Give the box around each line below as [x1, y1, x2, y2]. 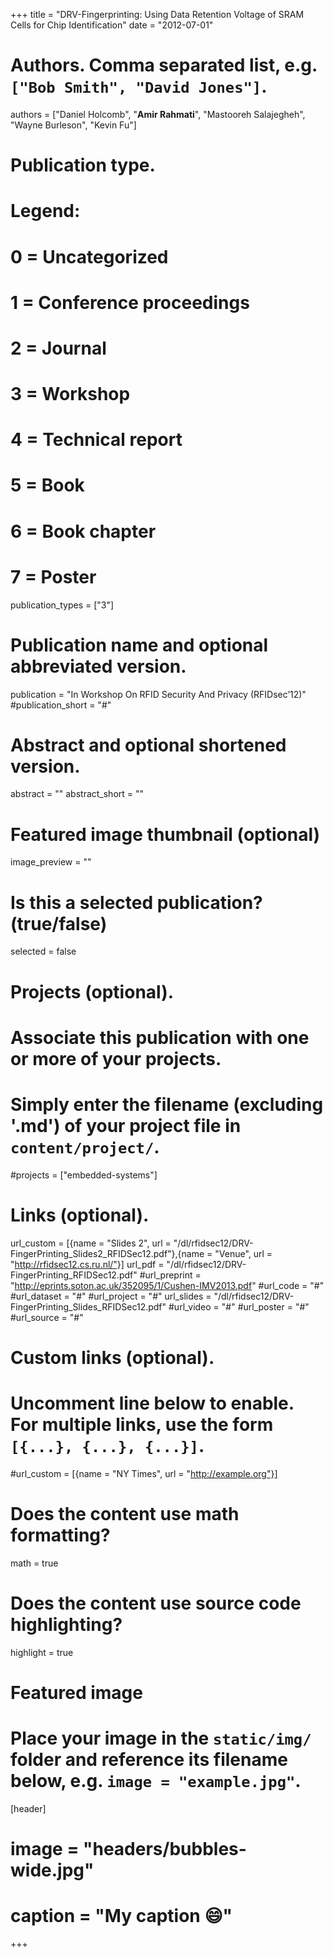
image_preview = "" [10, 856, 92, 868]
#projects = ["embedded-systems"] [10, 1169, 158, 1181]
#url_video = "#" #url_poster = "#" [168, 1300, 310, 1313]
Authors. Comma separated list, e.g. [10, 54, 318, 77]
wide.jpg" [10, 1859, 95, 1881]
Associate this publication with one [10, 1026, 310, 1049]
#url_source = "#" [10, 1311, 84, 1323]
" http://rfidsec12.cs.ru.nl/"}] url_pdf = [10, 1258, 165, 1270]
